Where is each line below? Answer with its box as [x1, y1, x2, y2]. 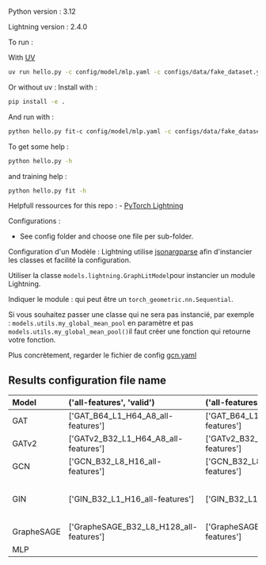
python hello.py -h [8, 157, 73, 165]
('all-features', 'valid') [68, 397, 155, 408]
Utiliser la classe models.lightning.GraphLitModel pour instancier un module [8, 271, 256, 281]
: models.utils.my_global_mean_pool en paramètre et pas [8, 319, 194, 328]
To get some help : [8, 142, 70, 151]
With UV [8, 53, 36, 62]
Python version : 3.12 [8, 7, 77, 16]
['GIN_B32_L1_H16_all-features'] [68, 494, 195, 505]
